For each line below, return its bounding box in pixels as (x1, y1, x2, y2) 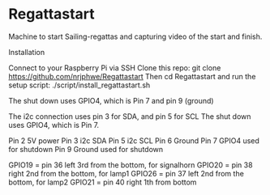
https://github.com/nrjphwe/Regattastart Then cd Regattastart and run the (8, 71, 256, 81)
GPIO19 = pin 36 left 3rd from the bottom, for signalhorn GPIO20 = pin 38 (8, 159, 253, 170)
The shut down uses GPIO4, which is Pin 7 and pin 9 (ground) (8, 95, 214, 105)
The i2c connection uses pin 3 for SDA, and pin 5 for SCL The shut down (8, 111, 251, 121)
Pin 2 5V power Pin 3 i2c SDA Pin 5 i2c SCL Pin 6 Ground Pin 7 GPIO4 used (8, 135, 259, 146)
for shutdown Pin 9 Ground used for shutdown (8, 144, 164, 154)
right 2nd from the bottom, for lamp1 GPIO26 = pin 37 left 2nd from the (8, 168, 245, 178)
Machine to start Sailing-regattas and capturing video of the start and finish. (8, 32, 263, 41)
